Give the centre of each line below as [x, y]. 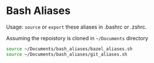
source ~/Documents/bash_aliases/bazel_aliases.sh [69, 49]
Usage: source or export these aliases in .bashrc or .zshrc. [76, 27]
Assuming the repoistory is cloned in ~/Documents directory [77, 38]
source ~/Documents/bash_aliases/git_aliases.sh [67, 54]
